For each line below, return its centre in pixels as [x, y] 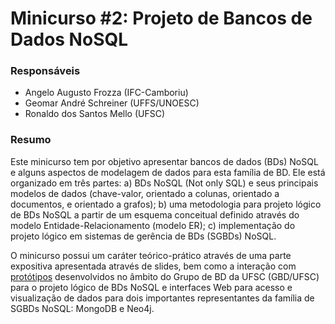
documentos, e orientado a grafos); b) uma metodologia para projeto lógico [166, 204]
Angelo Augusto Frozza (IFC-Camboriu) [106, 93]
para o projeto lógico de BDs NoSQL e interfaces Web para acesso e [151, 287]
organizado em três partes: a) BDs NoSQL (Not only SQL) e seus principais [164, 183]
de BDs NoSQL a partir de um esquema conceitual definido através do [155, 214]
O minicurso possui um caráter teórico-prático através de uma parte [151, 255]
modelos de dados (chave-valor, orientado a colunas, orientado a [145, 193]
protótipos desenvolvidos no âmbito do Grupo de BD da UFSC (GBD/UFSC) [165, 276]
